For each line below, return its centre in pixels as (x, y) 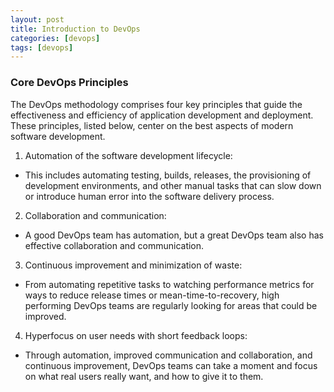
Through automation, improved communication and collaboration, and (168, 355)
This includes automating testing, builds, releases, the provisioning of (168, 175)
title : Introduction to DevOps (75, 29)
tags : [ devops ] (42, 47)
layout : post (37, 19)
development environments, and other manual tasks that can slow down (173, 185)
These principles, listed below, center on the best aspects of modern (152, 125)
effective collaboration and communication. (114, 245)
